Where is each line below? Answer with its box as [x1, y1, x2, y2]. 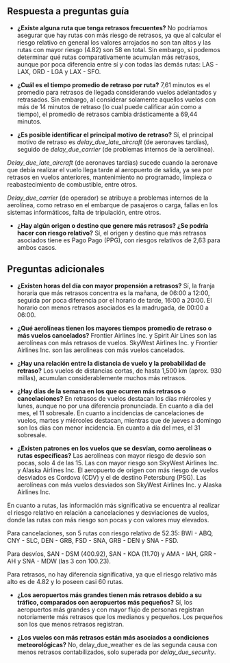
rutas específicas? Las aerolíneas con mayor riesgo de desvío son [16, 451, 207, 459]
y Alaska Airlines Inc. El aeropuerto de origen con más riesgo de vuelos [16, 466, 219, 474]
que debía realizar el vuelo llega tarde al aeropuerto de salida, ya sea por [7, 165, 213, 174]
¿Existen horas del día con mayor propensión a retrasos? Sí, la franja [16, 281, 216, 290]
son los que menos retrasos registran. [16, 620, 125, 628]
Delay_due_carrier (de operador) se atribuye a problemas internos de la [7, 194, 209, 202]
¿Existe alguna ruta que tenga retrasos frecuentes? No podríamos [16, 23, 208, 32]
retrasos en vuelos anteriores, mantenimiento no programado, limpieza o [7, 173, 212, 181]
